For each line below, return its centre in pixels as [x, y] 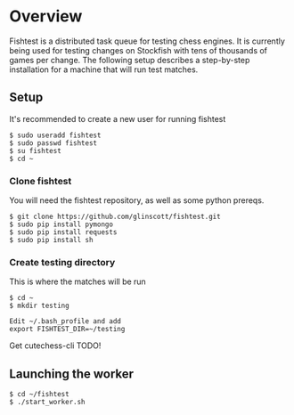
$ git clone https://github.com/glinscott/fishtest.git [115, 217]
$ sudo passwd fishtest [53, 143]
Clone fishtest [41, 181]
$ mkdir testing [39, 306]
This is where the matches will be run [78, 281]
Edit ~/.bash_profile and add [65, 321]
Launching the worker [72, 374]
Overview [46, 16]
